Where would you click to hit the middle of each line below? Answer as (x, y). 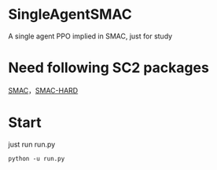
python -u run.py (37, 158)
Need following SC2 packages (109, 68)
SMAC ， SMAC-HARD (43, 90)
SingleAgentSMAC (70, 14)
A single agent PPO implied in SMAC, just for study (90, 36)
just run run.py (32, 144)
